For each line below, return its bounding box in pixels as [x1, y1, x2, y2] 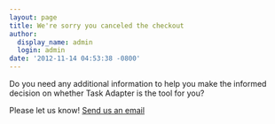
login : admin [17, 46, 66, 55]
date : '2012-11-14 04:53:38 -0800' [9, 54, 141, 63]
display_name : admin [17, 37, 93, 47]
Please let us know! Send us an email [9, 105, 145, 115]
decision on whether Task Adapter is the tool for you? [9, 88, 205, 98]
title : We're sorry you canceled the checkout [9, 21, 185, 30]
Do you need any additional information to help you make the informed [9, 79, 267, 89]
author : [9, 29, 38, 38]
